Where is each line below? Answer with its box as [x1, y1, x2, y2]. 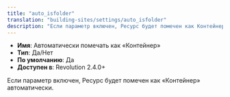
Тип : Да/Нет [16, 48, 53, 57]
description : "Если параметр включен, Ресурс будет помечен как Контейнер [7, 23, 225, 29]
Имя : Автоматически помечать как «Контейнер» [16, 42, 161, 50]
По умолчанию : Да [16, 56, 75, 64]
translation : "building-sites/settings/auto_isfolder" [7, 16, 167, 23]
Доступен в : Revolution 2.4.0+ [16, 63, 106, 72]
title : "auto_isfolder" [7, 10, 75, 17]
